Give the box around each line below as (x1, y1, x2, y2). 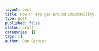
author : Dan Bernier (5, 39, 47, 44)
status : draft (5, 25, 34, 30)
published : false (5, 20, 40, 26)
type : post (5, 16, 27, 21)
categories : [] (5, 30, 36, 34)
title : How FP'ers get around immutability (5, 12, 95, 17)
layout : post (5, 7, 32, 12)
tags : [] (5, 34, 23, 39)
